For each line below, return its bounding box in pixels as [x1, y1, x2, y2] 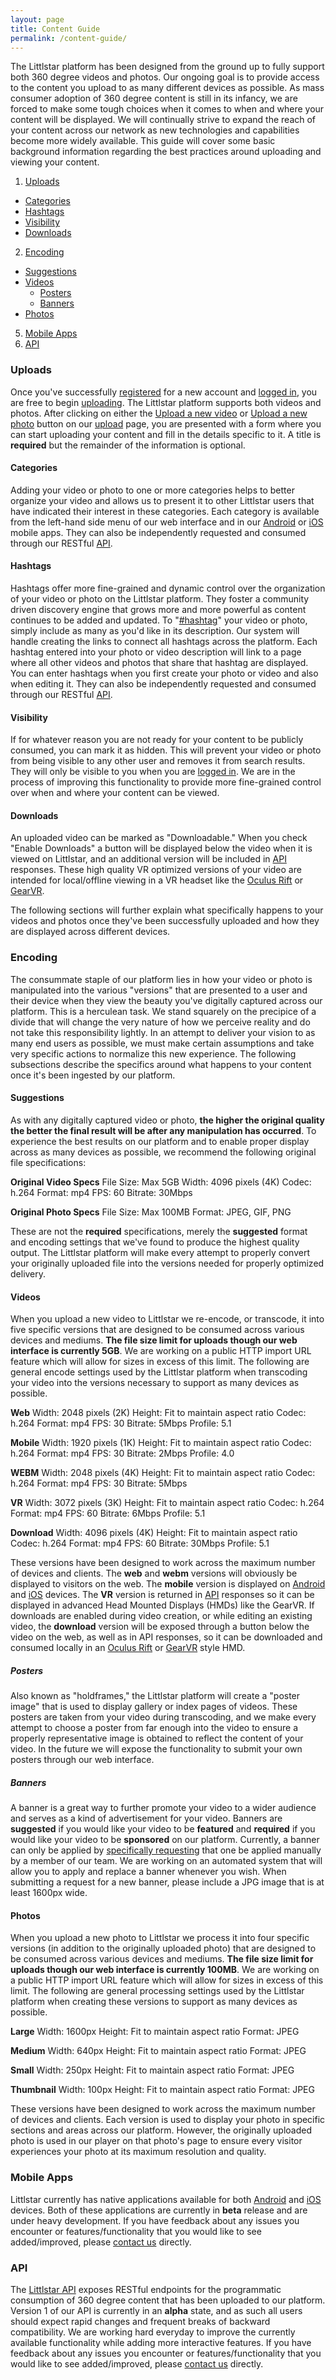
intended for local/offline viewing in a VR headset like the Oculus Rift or [10, 874, 304, 886]
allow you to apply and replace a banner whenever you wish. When [10, 1866, 287, 1878]
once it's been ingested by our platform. [10, 1069, 176, 1081]
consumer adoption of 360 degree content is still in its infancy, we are [10, 92, 298, 105]
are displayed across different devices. [10, 926, 171, 938]
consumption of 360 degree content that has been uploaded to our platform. [10, 2294, 326, 2306]
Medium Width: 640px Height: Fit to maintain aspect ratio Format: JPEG [10, 2045, 307, 2057]
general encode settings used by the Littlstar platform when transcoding [10, 1366, 308, 1378]
